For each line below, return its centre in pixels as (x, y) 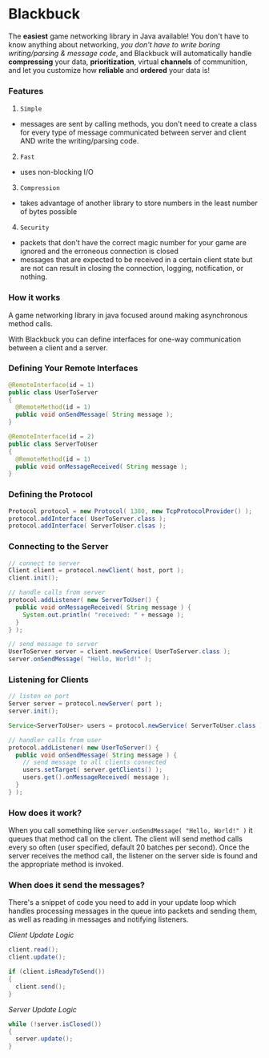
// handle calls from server (57, 593)
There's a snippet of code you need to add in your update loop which (122, 903)
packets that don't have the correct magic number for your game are (133, 243)
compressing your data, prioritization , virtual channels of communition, (128, 62)
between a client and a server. (58, 347)
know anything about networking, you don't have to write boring (114, 44)
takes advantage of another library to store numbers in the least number (139, 203)
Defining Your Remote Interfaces (73, 368)
